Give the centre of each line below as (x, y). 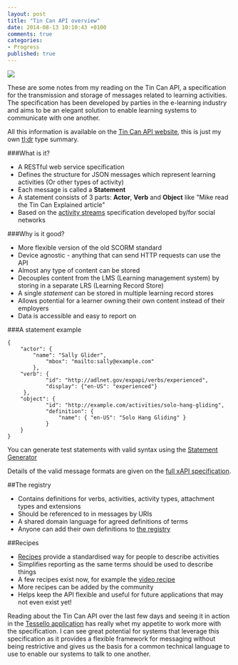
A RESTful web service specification (71, 167)
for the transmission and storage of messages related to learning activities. (117, 95)
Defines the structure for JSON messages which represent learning (117, 174)
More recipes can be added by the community (86, 587)
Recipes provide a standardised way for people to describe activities (118, 557)
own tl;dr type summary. (43, 139)
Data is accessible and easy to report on (77, 315)
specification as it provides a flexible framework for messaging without (112, 639)
